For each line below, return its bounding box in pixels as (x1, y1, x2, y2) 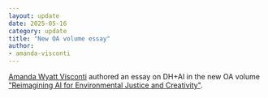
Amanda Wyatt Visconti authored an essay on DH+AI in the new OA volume (8, 72, 260, 81)
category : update (8, 27, 67, 35)
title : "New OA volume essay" (8, 34, 111, 43)
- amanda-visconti (8, 49, 71, 58)
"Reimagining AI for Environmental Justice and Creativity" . (8, 80, 203, 90)
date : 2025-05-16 (8, 19, 67, 28)
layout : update (8, 11, 60, 20)
